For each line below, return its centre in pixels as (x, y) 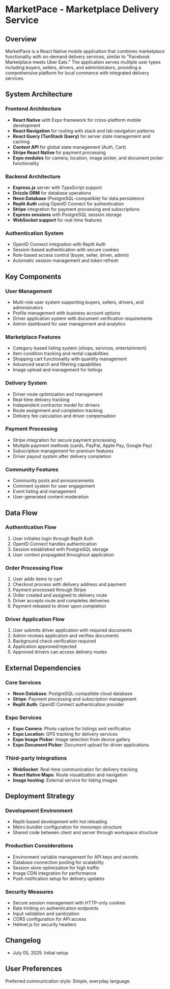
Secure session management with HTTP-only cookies (69, 903)
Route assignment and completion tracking (58, 410)
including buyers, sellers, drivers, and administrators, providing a (73, 68)
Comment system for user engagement (54, 486)
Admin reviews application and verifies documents (66, 636)
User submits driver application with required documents (72, 630)
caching (21, 142)
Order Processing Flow (34, 568)
